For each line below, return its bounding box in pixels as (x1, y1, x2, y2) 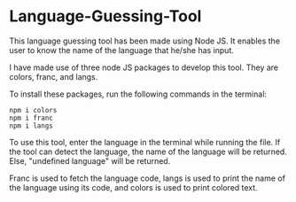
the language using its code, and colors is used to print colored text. (9, 182, 259, 192)
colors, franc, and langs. (9, 71, 98, 82)
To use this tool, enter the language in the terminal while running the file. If (9, 136, 281, 147)
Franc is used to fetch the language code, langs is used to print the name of (9, 173, 286, 183)
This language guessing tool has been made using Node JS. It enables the (9, 35, 281, 46)
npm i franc (9, 113, 53, 122)
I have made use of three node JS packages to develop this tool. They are (9, 62, 279, 73)
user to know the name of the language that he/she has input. (9, 44, 235, 55)
